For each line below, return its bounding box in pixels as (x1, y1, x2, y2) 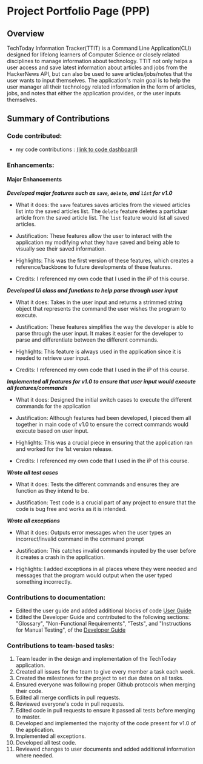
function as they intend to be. (15, 487, 90, 494)
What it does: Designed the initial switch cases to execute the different (15, 396, 192, 403)
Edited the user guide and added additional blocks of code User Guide (15, 607, 191, 614)
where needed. (15, 752, 54, 759)
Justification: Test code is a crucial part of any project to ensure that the (15, 499, 196, 506)
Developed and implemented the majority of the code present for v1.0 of (15, 720, 196, 727)
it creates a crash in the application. (15, 553, 105, 561)
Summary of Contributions (7, 113, 110, 124)
